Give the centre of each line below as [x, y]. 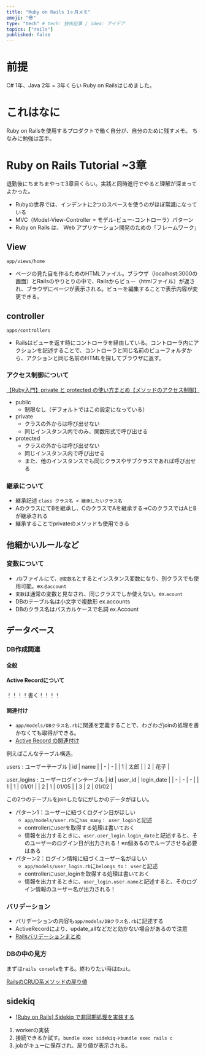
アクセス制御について [38, 375]
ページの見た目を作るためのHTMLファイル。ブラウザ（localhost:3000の [106, 273]
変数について [25, 564]
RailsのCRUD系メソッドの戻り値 [47, 981]
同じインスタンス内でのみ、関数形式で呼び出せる [86, 431]
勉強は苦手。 [39, 138]
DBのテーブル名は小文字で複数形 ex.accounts [73, 601]
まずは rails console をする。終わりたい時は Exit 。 [70, 968]
